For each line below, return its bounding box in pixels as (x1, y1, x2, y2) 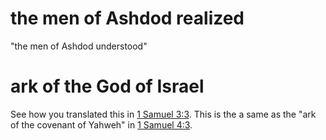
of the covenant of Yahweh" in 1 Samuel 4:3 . (10, 118, 193, 131)
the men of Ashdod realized (10, 7, 245, 30)
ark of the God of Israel (10, 75, 205, 98)
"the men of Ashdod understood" (10, 40, 148, 52)
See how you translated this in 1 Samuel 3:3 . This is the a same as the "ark (10, 108, 317, 120)
